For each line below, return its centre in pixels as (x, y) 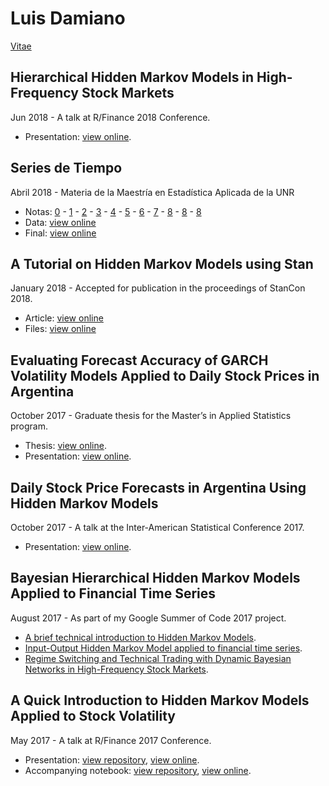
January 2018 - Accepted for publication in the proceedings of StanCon (158, 288)
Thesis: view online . (65, 446)
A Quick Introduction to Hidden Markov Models (160, 700)
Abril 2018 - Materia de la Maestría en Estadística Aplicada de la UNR (152, 192)
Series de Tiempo (66, 168)
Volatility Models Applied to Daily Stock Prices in (165, 375)
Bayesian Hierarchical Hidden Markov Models (155, 578)
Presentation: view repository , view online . (112, 759)
